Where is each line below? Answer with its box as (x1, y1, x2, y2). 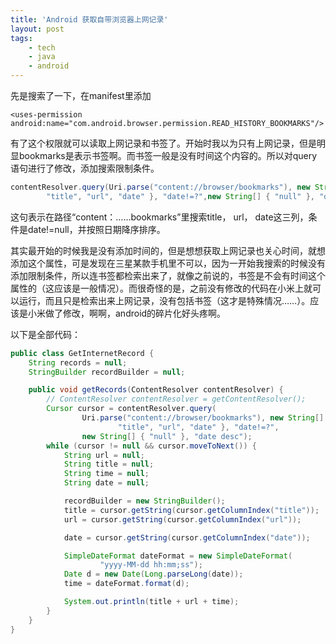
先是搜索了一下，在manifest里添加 (10, 90, 152, 101)
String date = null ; (63, 478, 150, 488)
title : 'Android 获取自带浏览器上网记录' (10, 14, 169, 25)
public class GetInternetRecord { (10, 348, 155, 358)
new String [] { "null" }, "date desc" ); (81, 431, 253, 441)
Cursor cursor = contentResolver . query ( (46, 404, 217, 414)
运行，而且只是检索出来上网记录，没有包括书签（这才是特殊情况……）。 (18, 294, 311, 306)
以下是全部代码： (10, 328, 81, 340)
